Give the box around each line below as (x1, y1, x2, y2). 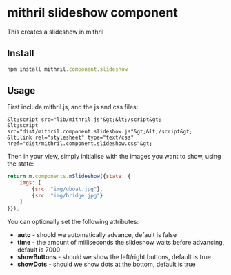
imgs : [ (19, 179, 41, 186)
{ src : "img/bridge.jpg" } (32, 192, 103, 199)
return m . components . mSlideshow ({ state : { (7, 173, 131, 180)
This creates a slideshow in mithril (7, 27, 104, 36)
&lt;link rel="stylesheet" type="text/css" (7, 134, 134, 142)
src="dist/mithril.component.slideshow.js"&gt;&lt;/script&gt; (7, 129, 193, 135)
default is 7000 (17, 245, 61, 254)
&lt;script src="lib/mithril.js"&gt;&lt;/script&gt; (7, 116, 162, 123)
